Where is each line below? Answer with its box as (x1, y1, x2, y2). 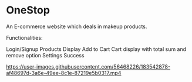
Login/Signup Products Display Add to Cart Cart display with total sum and (6, 45, 187, 53)
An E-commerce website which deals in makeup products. (6, 23, 147, 30)
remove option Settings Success (6, 52, 85, 59)
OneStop (6, 4, 50, 17)
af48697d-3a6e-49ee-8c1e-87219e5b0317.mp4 (6, 69, 122, 76)
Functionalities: (6, 34, 43, 41)
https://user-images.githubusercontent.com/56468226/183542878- (6, 63, 171, 70)
